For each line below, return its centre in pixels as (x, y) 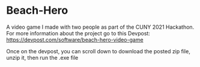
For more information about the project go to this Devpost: (78, 33)
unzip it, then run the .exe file (42, 57)
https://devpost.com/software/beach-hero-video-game (75, 39)
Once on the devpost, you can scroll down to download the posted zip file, (98, 51)
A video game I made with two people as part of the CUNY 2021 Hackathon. (100, 27)
